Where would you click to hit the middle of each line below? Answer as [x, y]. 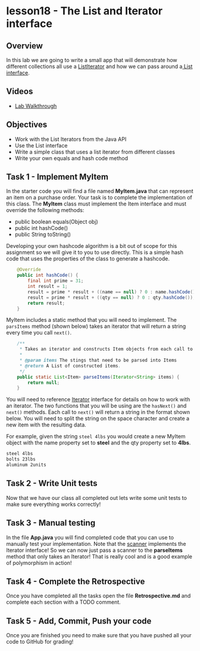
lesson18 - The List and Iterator [84, 11]
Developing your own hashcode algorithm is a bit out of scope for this [92, 246]
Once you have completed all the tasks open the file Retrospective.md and [99, 596]
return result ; [46, 303]
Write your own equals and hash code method [71, 158]
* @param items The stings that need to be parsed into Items [98, 360]
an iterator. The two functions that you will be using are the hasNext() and [96, 406]
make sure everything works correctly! [54, 504]
